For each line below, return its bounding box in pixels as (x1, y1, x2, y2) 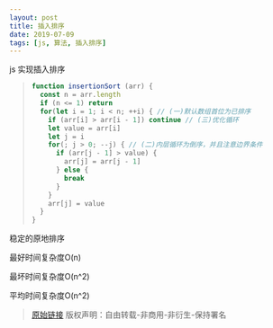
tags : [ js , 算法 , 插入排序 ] (9, 38, 106, 48)
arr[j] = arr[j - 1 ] (64, 157, 141, 166)
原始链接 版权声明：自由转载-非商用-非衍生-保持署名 (31, 309, 227, 320)
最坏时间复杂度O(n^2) (9, 271, 90, 282)
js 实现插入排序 (9, 64, 66, 75)
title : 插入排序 (9, 22, 65, 31)
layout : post (9, 13, 59, 22)
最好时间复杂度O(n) (9, 253, 82, 263)
